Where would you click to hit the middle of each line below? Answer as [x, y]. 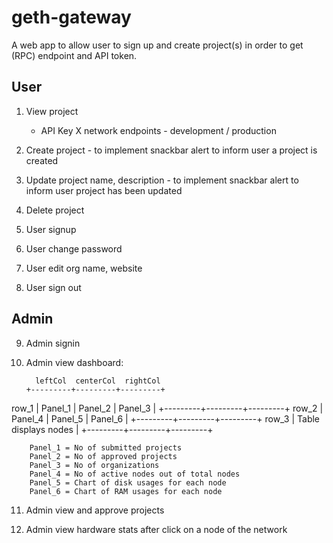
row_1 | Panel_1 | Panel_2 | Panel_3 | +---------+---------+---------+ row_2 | [167, 408]
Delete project [55, 210]
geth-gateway [71, 17]
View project [52, 111]
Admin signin [53, 343]
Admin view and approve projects [95, 510]
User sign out [53, 287]
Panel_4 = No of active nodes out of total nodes [135, 474]
